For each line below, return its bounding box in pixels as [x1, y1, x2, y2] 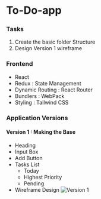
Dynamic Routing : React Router [14, 86, 93, 93]
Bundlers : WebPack [14, 92, 65, 99]
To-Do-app [6, 4, 62, 17]
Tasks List [14, 161, 40, 168]
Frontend [6, 60, 33, 68]
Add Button [14, 154, 43, 161]
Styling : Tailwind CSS [14, 99, 69, 106]
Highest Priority [23, 173, 62, 180]
